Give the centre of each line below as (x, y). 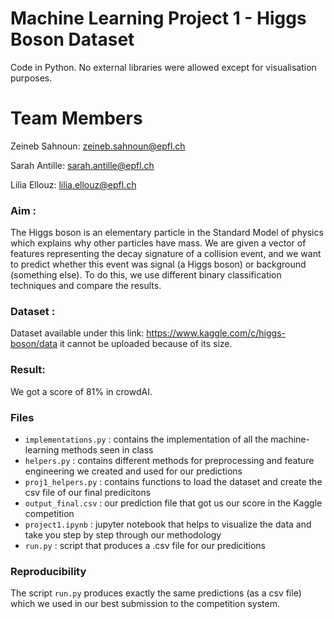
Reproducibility (48, 571)
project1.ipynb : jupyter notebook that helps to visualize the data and (168, 524)
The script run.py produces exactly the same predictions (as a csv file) (156, 593)
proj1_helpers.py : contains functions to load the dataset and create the (173, 482)
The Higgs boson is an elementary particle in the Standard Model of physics (167, 233)
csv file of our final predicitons (88, 493)
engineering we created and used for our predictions (133, 471)
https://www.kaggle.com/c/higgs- (216, 333)
